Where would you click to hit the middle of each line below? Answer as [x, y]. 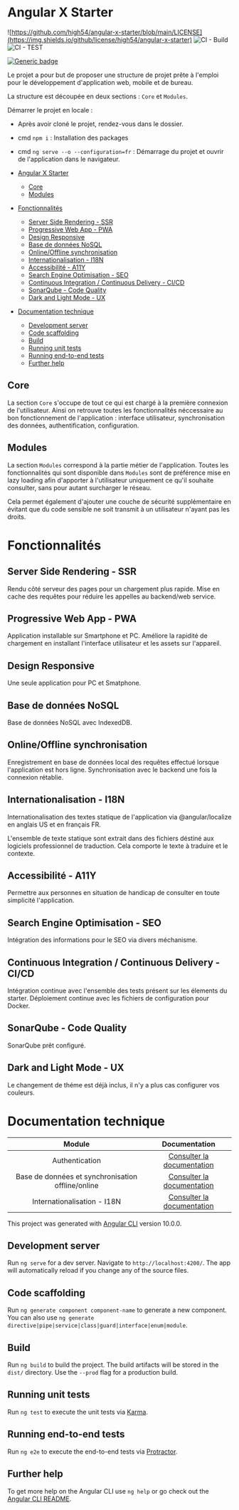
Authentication [77, 1160]
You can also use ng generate [51, 1318]
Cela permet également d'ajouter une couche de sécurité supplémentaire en [119, 501]
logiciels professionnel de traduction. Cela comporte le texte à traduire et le [118, 846]
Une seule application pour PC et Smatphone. [74, 683]
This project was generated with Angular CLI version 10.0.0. [95, 1224]
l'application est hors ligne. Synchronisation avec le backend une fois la [112, 770]
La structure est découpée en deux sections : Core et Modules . [98, 96]
